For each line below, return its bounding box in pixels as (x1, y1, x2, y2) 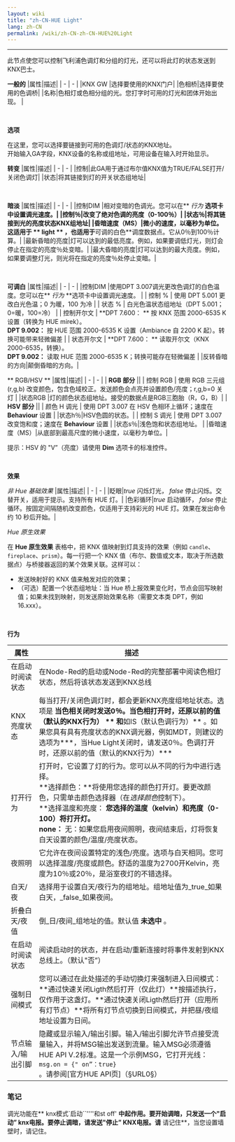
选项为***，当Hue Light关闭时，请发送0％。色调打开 (38, 738, 215, 747)
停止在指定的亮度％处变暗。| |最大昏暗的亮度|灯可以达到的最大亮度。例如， (7, 246, 224, 254)
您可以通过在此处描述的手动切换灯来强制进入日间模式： (38, 974, 222, 984)
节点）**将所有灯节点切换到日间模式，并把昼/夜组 (52, 1006, 219, 1015)
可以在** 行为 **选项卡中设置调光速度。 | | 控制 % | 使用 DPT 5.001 (25, 291, 218, 299)
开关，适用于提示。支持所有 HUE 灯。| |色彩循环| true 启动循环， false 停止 (13, 495, 228, 504)
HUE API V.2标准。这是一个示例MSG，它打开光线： (38, 1050, 208, 1060)
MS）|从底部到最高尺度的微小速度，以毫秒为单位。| (19, 428, 168, 437)
